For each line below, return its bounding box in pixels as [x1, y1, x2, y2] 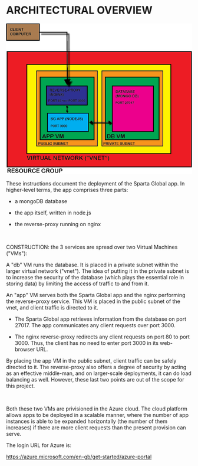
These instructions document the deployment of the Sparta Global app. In [6, 180, 185, 187]
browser [14, 346, 35, 353]
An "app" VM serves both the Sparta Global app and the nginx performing [6, 291, 186, 298]
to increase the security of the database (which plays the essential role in [6, 273, 184, 281]
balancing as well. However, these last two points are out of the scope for [6, 376, 184, 383]
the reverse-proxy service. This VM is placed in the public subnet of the [6, 298, 181, 305]
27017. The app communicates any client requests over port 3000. [14, 321, 176, 328]
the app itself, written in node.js [14, 209, 91, 216]
